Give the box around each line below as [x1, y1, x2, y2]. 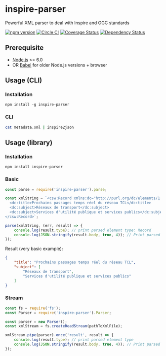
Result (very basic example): [5, 246, 63, 252]
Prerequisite [5, 43, 44, 52]
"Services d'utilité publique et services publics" [23, 274, 132, 279]
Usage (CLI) [5, 76, 42, 85]
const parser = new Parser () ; [5, 319, 68, 324]
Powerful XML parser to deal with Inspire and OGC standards [5, 20, 129, 26]
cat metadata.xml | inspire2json [5, 125, 74, 130]
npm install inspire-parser [5, 164, 63, 170]
